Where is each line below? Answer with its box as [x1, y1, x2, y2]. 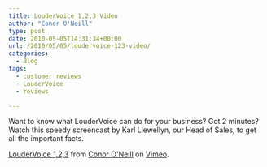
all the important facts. [8, 134, 84, 143]
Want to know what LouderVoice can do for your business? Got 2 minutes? [8, 117, 259, 126]
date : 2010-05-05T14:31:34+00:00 [8, 34, 122, 43]
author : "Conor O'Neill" [8, 19, 93, 28]
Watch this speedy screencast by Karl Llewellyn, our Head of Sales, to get [8, 125, 256, 135]
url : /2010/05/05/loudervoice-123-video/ [8, 42, 151, 50]
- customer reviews [15, 72, 82, 80]
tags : [8, 65, 27, 73]
